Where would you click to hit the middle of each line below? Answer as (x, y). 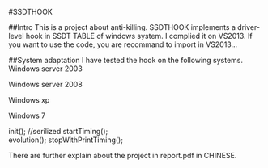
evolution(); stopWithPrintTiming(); (66, 140)
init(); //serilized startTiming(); (58, 131)
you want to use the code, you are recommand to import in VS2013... (123, 44)
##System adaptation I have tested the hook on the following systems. (126, 60)
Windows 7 (27, 115)
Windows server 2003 (45, 69)
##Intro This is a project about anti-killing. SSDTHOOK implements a (122, 27)
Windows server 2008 (45, 84)
